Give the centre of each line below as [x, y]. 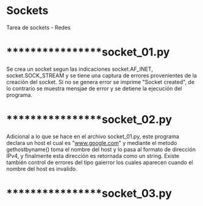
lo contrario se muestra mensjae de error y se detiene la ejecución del [94, 88]
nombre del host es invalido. [42, 169]
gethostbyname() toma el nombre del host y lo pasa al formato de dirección [101, 149]
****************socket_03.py [89, 193]
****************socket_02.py [89, 120]
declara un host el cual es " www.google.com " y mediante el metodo [92, 143]
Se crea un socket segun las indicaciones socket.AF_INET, [80, 69]
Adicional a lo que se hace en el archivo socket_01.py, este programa [93, 136]
